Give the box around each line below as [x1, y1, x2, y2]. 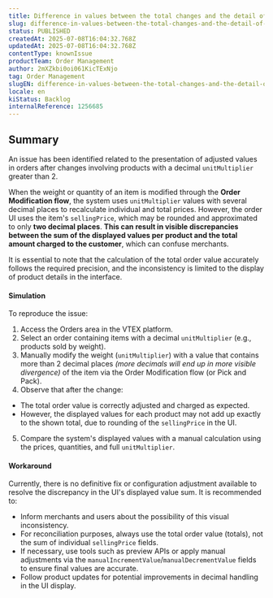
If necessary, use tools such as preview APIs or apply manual [19, 546, 226, 557]
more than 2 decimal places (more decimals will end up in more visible [19, 359, 256, 369]
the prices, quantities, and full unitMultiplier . [19, 442, 175, 452]
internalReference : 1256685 [8, 102, 104, 110]
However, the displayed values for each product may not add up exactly [19, 409, 262, 419]
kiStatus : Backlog [8, 95, 71, 103]
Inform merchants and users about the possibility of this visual [19, 512, 229, 522]
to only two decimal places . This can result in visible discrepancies [8, 221, 239, 232]
